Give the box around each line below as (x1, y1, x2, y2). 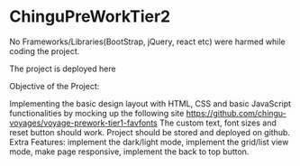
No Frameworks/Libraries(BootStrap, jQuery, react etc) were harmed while (9, 36, 286, 47)
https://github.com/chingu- (186, 107, 286, 118)
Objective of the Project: (9, 80, 100, 91)
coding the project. (9, 45, 80, 56)
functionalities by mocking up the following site (9, 107, 185, 118)
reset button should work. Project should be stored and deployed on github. (9, 126, 291, 137)
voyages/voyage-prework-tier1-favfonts (9, 117, 158, 128)
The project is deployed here (9, 63, 116, 74)
